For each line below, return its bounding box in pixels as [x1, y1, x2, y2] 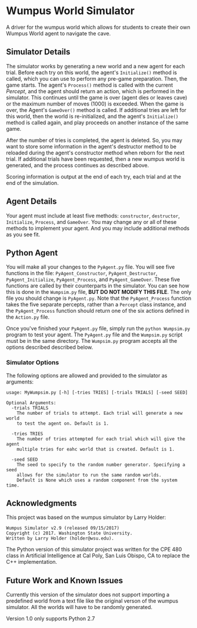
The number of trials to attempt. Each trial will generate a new [16, 410, 183, 416]
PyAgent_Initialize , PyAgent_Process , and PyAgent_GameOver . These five [6, 276, 181, 283]
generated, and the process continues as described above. [6, 161, 149, 168]
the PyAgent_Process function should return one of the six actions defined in [6, 308, 189, 315]
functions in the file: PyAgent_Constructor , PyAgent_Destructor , [6, 270, 158, 277]
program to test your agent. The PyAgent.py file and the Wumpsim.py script [6, 331, 183, 338]
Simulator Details [6, 47, 71, 57]
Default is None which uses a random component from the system [16, 477, 178, 483]
